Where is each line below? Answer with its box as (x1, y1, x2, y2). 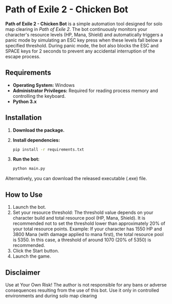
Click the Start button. (12, 248, 59, 254)
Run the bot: (12, 156, 40, 163)
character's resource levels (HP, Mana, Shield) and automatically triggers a (5, 31, 163, 38)
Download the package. (12, 127, 65, 133)
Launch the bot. (12, 204, 46, 210)
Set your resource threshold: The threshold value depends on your (12, 209, 154, 216)
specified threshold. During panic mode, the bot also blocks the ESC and (5, 42, 159, 48)
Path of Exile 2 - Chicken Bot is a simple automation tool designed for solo (5, 21, 163, 27)
